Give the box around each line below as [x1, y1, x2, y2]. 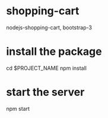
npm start [6, 105, 30, 112]
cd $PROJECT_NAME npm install [6, 64, 87, 72]
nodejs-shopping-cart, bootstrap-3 [6, 24, 92, 31]
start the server [6, 85, 85, 99]
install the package [6, 45, 102, 58]
